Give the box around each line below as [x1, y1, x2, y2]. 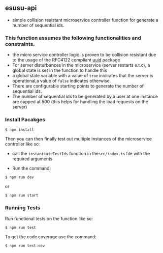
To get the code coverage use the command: [5, 233, 97, 240]
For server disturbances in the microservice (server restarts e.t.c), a [12, 62, 150, 68]
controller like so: [5, 141, 40, 147]
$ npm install [5, 127, 34, 132]
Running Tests [5, 204, 40, 211]
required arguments [12, 156, 53, 162]
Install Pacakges [5, 116, 45, 123]
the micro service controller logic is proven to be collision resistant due [12, 52, 157, 58]
